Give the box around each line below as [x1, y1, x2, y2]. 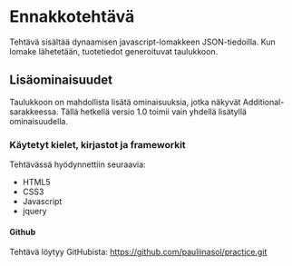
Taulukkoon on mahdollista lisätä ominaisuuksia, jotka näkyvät [9, 96, 241, 107]
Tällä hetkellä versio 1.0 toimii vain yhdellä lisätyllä [60, 106, 248, 117]
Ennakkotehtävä [9, 6, 135, 27]
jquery [22, 206, 47, 217]
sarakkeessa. [9, 106, 59, 117]
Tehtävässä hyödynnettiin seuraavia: [9, 159, 147, 170]
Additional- [242, 96, 285, 107]
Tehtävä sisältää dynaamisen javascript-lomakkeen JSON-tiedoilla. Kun [9, 36, 277, 47]
